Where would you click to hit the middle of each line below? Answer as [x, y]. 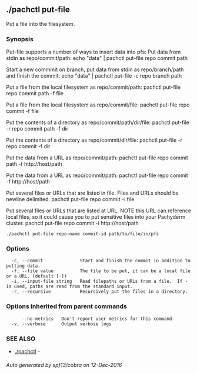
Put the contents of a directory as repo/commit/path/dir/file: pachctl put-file [98, 122]
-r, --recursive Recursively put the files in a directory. [100, 292]
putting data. [24, 266]
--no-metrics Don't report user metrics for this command [97, 319]
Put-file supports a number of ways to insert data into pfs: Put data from [94, 52]
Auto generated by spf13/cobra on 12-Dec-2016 [64, 365]
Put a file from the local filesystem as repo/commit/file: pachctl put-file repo [98, 105]
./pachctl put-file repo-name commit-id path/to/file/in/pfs [83, 234]
